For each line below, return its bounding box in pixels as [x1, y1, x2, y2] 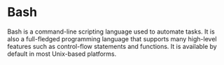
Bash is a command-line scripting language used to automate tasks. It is [7, 27, 215, 36]
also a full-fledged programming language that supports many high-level [7, 34, 217, 43]
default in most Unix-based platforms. [7, 50, 117, 58]
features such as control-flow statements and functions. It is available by [7, 42, 217, 50]
